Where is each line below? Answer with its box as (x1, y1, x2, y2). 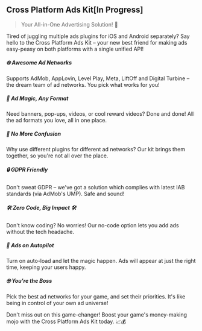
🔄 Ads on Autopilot (6, 242, 54, 249)
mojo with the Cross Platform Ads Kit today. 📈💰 (6, 318, 127, 325)
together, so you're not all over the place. (6, 152, 109, 159)
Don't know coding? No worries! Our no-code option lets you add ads (6, 221, 179, 229)
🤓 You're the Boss (6, 277, 52, 285)
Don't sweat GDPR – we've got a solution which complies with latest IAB (6, 183, 185, 191)
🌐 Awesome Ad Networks (6, 59, 72, 66)
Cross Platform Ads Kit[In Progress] (6, 5, 144, 15)
